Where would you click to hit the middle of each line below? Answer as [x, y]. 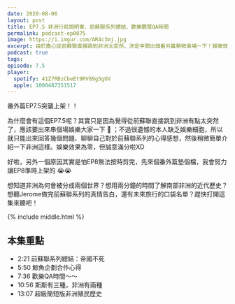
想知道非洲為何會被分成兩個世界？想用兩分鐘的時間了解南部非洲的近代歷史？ [117, 185]
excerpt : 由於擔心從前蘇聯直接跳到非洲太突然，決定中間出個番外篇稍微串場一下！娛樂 [115, 46]
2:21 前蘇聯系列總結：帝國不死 [61, 259]
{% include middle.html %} [46, 217]
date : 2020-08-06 [33, 14]
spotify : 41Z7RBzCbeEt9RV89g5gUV [62, 79]
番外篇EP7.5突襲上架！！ [43, 106]
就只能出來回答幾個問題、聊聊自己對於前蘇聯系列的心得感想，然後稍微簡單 [114, 138]
